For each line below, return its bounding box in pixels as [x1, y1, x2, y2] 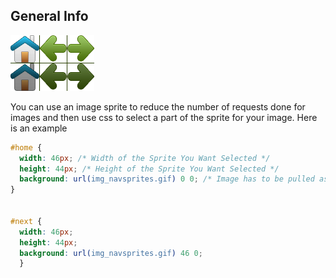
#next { [10, 216, 43, 226]
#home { [10, 142, 43, 153]
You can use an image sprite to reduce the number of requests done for [10, 100, 306, 113]
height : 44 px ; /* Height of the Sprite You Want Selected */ [19, 164, 280, 174]
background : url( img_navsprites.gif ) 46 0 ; [19, 248, 203, 258]
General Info [10, 8, 89, 25]
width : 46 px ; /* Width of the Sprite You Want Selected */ [19, 153, 271, 163]
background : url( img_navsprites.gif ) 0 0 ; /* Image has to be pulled [19, 174, 315, 184]
